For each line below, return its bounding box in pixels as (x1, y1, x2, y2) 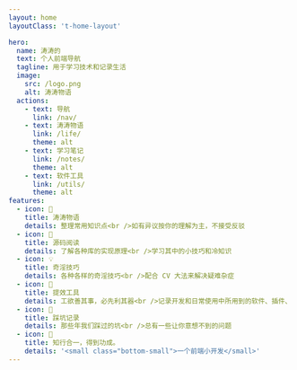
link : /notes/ (31, 154, 86, 163)
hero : (8, 38, 29, 47)
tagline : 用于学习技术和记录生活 (16, 63, 127, 72)
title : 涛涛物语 (24, 213, 80, 222)
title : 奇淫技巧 (24, 263, 80, 272)
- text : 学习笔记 (24, 146, 84, 155)
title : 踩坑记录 (24, 313, 80, 322)
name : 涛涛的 (16, 46, 61, 55)
